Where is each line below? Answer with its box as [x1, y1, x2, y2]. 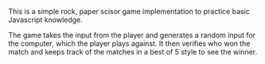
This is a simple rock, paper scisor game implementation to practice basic [8, 7, 251, 16]
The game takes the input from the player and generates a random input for [8, 31, 256, 40]
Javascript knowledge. [8, 15, 84, 24]
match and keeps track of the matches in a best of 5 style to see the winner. [8, 47, 257, 56]
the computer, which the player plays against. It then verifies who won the [8, 39, 251, 48]
